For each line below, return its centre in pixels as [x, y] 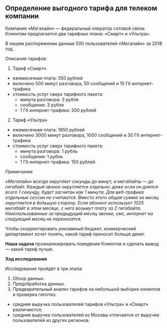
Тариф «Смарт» [29, 68]
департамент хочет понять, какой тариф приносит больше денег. [75, 234]
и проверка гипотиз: [34, 294]
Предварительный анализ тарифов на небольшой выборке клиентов [86, 289]
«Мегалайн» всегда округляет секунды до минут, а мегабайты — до [79, 181]
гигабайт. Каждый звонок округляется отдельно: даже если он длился [82, 186]
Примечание [19, 171]
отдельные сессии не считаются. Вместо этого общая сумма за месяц [82, 197]
